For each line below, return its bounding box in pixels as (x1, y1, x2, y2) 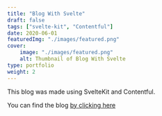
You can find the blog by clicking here (7, 101, 116, 109)
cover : (7, 42, 26, 49)
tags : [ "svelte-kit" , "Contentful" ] (7, 23, 113, 30)
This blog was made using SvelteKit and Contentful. (7, 88, 156, 96)
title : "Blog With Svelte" (7, 10, 86, 17)
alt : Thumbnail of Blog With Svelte (19, 56, 127, 63)
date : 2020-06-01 (7, 29, 58, 37)
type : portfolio (7, 62, 54, 69)
